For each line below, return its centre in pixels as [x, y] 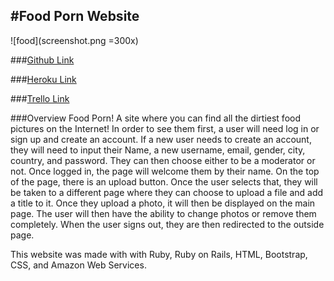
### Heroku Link [43, 79]
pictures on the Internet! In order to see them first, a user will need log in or [165, 128]
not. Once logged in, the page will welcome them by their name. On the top [165, 171]
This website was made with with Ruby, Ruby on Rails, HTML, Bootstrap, [159, 254]
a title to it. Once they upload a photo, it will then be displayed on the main [163, 203]
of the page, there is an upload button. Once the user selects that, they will [164, 181]
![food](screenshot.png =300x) [74, 40]
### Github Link [42, 60]
